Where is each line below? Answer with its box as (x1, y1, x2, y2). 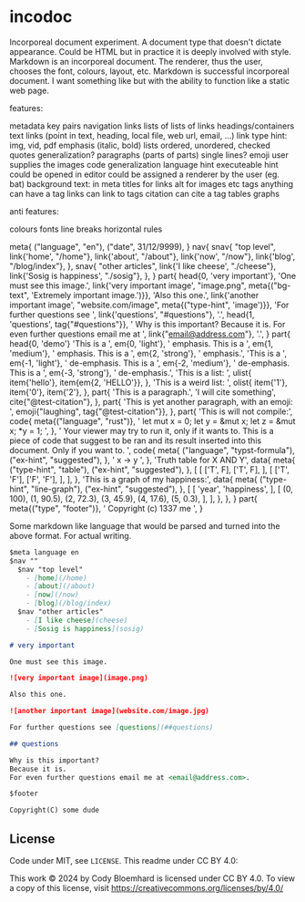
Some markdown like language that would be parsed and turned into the (9, 520, 280, 531)
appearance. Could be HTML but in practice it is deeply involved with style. (9, 46, 291, 57)
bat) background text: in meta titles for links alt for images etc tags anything (9, 178, 294, 189)
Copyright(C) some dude (9, 805, 100, 815)
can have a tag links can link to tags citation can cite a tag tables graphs (9, 188, 280, 199)
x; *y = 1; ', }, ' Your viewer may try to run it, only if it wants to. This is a (9, 425, 275, 436)
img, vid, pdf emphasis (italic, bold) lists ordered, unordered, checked (9, 140, 271, 150)
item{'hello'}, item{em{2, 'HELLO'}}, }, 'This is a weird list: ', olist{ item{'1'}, (9, 377, 289, 388)
